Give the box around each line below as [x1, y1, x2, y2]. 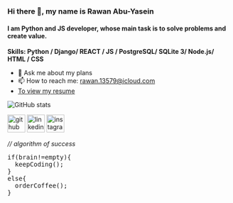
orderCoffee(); [14, 182, 67, 190]
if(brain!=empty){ [7, 153, 72, 162]
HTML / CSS [7, 55, 44, 63]
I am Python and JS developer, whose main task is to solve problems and [7, 24, 227, 33]
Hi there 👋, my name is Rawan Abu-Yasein [7, 6, 154, 16]
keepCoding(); [14, 160, 64, 169]
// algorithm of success [7, 140, 76, 148]
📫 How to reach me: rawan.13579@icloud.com [17, 77, 156, 85]
